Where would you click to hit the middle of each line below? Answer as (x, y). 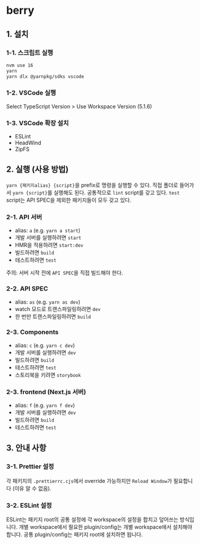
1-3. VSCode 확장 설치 (37, 123)
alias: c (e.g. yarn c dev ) (45, 345)
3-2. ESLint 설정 (29, 505)
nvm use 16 (20, 65)
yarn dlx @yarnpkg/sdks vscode (45, 76)
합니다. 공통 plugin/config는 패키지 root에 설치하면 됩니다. (75, 534)
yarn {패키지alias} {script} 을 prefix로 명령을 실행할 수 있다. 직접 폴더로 (92, 185)
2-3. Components (32, 332)
